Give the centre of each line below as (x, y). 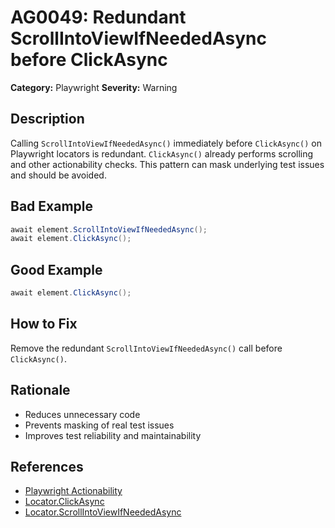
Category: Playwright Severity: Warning (94, 87)
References (47, 467)
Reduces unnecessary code (82, 414)
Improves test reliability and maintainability (113, 435)
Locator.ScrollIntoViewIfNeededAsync (103, 512)
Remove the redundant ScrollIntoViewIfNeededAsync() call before (146, 348)
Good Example (56, 269)
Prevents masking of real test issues (99, 425)
